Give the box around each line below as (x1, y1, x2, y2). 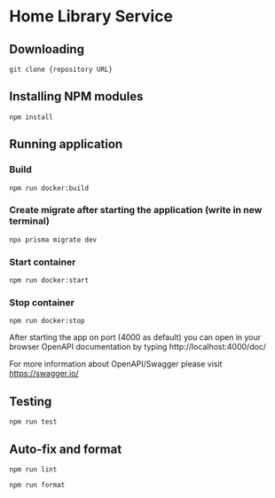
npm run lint (9, 465, 58, 474)
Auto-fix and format (9, 441, 122, 456)
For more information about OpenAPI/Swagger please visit (9, 359, 223, 369)
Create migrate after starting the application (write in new (9, 204, 263, 217)
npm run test (9, 417, 58, 427)
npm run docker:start (9, 276, 90, 285)
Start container (9, 256, 76, 268)
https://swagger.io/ (9, 368, 79, 379)
